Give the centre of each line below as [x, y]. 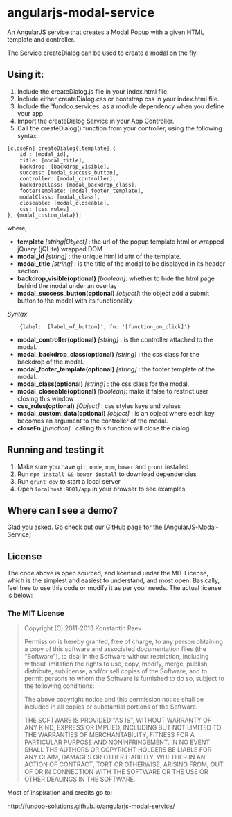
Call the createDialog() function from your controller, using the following [120, 128]
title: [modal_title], [52, 160]
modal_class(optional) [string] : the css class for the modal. [103, 384]
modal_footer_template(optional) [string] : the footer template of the [116, 369]
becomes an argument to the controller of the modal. [92, 421]
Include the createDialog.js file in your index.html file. [93, 91]
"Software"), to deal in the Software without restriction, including [116, 657]
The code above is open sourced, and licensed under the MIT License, [108, 573]
